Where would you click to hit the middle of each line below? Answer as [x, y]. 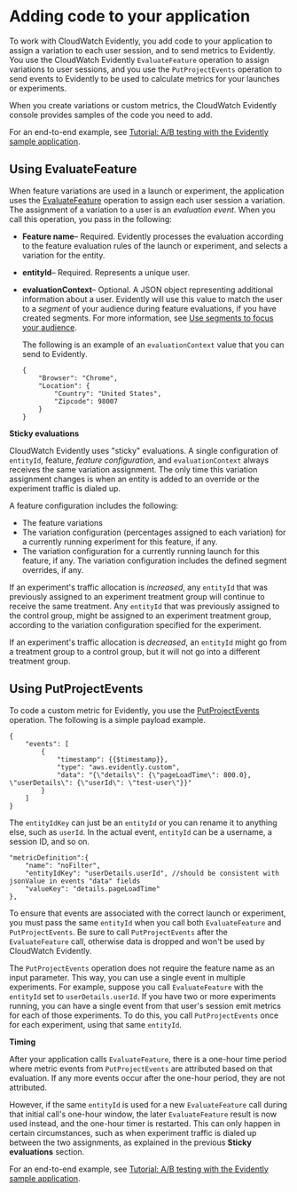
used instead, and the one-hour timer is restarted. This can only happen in [145, 1123]
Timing [23, 1042]
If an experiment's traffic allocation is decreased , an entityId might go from [148, 642]
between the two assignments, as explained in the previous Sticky [131, 1142]
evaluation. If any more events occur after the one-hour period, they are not [147, 1077]
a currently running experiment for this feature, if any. [120, 541]
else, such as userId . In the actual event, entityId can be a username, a [141, 831]
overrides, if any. [53, 569]
